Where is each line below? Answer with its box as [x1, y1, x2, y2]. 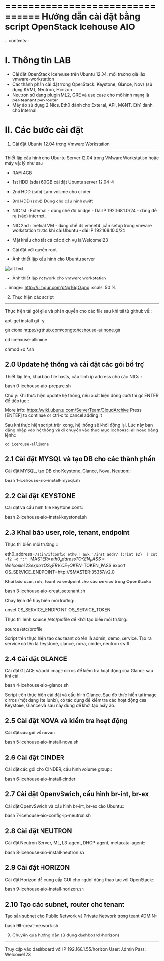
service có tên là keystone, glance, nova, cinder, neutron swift [5, 640, 130, 646]
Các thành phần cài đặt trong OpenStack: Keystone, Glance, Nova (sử [12, 81, 153, 87]
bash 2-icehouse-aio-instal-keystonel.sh [5, 514, 87, 520]
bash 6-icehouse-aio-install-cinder [5, 776, 76, 782]
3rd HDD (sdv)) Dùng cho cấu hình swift [12, 198, 93, 204]
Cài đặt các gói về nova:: [5, 730, 55, 735]
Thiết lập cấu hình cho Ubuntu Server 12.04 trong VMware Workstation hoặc [5, 155, 159, 161]
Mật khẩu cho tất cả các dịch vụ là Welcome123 [12, 237, 108, 243]
